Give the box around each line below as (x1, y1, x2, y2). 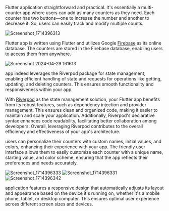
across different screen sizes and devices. (5, 201, 93, 207)
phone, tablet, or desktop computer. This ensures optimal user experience (5, 196, 159, 201)
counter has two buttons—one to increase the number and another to (5, 15, 150, 21)
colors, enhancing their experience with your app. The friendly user (5, 144, 145, 150)
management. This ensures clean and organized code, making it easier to (5, 107, 158, 113)
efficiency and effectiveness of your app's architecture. (5, 129, 121, 135)
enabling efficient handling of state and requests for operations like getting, (5, 76, 162, 81)
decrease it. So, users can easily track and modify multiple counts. (5, 20, 144, 26)
